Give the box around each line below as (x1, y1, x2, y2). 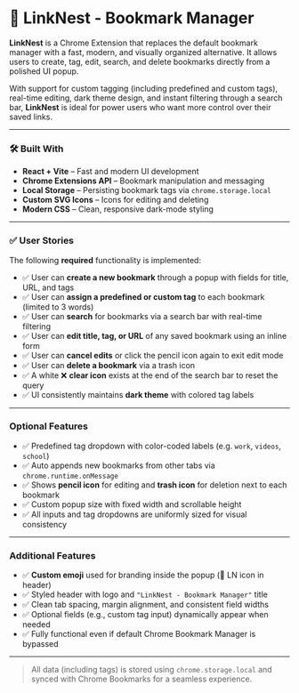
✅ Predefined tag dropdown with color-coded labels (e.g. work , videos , (21, 440, 282, 451)
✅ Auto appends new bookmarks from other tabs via (21, 460, 215, 471)
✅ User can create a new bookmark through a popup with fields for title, (21, 271, 289, 283)
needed (21, 619, 51, 630)
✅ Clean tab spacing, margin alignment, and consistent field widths (21, 600, 270, 610)
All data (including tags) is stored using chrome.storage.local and (30, 665, 273, 675)
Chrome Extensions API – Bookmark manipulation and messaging (21, 175, 265, 186)
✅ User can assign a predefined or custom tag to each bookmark (21, 291, 265, 302)
